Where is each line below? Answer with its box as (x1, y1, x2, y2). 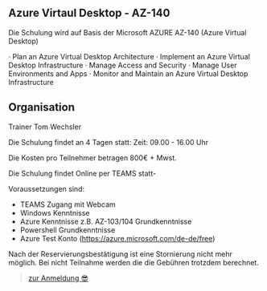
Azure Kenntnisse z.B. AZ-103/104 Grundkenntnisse (19, 216, 192, 226)
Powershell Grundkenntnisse (19, 224, 116, 235)
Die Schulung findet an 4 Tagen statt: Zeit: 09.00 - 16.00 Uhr (8, 137, 209, 147)
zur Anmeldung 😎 (27, 273, 89, 283)
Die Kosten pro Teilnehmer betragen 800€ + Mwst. (8, 152, 177, 163)
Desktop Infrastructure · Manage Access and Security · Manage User (8, 60, 237, 70)
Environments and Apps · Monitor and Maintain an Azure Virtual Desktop (8, 68, 249, 79)
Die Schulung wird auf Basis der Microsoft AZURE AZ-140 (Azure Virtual (8, 27, 247, 37)
